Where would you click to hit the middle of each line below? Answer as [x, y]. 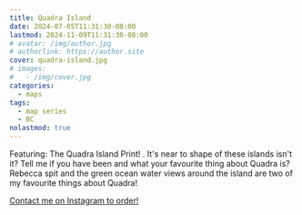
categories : [32, 86]
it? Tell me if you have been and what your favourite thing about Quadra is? [150, 164]
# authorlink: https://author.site [77, 52]
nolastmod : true [40, 128]
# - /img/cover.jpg [50, 77]
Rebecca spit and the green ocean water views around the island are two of [151, 173]
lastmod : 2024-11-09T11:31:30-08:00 [79, 35]
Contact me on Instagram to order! [74, 200]
